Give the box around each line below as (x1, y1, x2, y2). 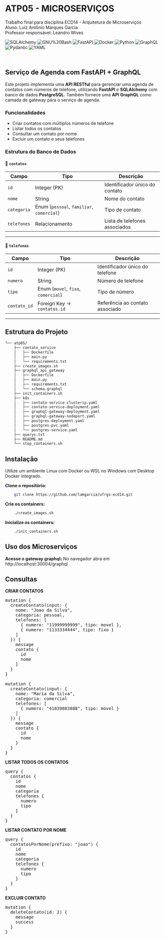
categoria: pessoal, (15, 613, 65, 618)
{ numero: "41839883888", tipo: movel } (20, 706, 119, 711)
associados (104, 224, 131, 231)
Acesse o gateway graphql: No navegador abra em (5, 556, 110, 561)
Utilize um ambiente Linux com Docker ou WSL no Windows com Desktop (5, 468, 155, 474)
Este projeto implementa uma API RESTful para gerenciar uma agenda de (5, 81, 154, 87)
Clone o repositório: (5, 483, 47, 489)
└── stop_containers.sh (14, 441, 63, 446)
